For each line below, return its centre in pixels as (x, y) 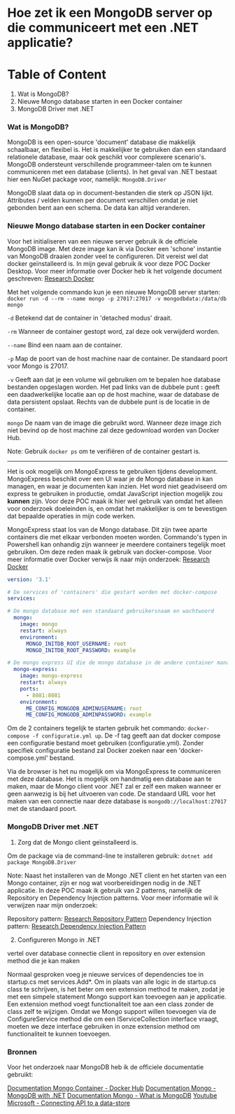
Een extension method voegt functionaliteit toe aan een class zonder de (111, 1004)
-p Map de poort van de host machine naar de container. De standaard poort (117, 358)
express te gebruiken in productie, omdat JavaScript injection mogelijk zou (115, 493)
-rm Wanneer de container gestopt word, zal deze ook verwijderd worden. (114, 331)
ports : (29, 689)
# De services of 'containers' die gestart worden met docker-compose (112, 592)
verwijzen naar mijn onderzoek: (52, 905)
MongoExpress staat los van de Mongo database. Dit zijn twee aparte (107, 529)
